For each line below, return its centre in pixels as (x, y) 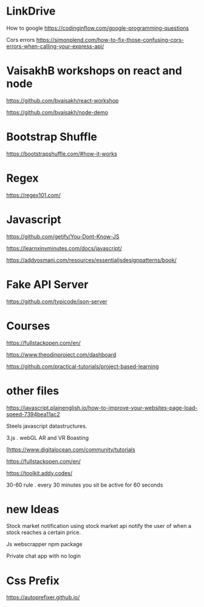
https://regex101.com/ (33, 195)
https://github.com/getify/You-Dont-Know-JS (63, 236)
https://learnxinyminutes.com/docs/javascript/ (64, 248)
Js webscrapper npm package (45, 544)
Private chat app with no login (43, 556)
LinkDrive (31, 11)
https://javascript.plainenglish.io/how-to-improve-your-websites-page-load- (102, 408)
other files (33, 391)
